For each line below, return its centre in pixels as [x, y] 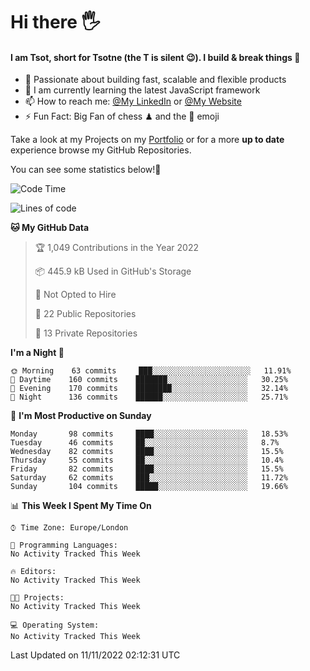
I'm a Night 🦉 [37, 353]
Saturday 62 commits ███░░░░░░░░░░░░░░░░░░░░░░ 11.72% [149, 478]
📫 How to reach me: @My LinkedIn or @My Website [133, 101]
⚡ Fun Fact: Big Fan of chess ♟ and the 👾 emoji [122, 116]
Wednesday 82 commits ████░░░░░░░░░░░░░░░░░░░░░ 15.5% [147, 452]
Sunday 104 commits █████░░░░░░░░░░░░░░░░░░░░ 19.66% [149, 487]
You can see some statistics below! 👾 [86, 170]
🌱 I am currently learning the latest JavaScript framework [142, 90]
